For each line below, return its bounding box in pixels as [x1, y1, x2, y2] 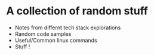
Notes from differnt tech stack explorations [14, 24, 121, 31]
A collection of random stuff [6, 4, 148, 18]
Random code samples [14, 30, 72, 37]
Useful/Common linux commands [14, 36, 97, 44]
